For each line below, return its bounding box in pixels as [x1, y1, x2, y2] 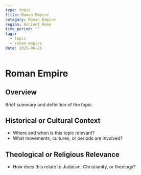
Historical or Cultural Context [5, 116, 101, 125]
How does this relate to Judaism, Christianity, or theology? [12, 164, 136, 170]
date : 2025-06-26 [5, 46, 42, 51]
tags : [5, 31, 17, 36]
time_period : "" [5, 27, 40, 32]
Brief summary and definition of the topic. [5, 101, 93, 107]
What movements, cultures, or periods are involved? [12, 135, 123, 141]
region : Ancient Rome [5, 21, 52, 27]
